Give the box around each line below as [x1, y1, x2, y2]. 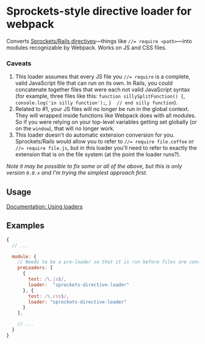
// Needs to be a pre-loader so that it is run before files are [17, 259, 187, 265]
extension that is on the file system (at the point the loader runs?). [15, 151, 181, 158]
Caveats [6, 59, 32, 68]
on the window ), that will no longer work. [15, 125, 115, 132]
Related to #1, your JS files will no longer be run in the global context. [15, 106, 190, 113]
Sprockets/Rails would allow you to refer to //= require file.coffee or [15, 138, 194, 145]
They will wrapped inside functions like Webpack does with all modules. [15, 112, 196, 120]
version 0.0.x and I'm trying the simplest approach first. [6, 169, 148, 176]
